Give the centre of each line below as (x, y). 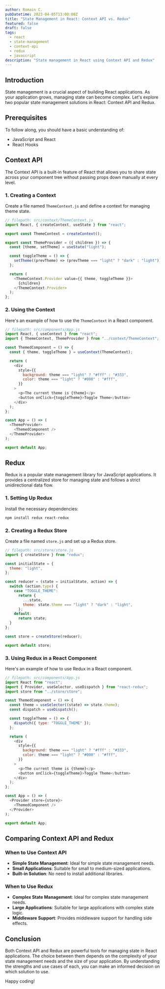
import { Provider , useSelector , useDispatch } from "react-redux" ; (77, 687)
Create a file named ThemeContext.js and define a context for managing (78, 206)
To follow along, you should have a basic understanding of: (65, 130)
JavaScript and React (34, 139)
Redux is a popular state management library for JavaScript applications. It (81, 475)
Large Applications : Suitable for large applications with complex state (83, 908)
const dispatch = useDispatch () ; (44, 710)
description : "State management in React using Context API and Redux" (80, 60)
